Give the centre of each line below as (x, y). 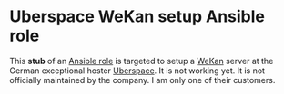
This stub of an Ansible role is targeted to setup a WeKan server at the (142, 61)
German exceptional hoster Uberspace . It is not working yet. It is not (137, 70)
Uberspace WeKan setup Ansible (137, 17)
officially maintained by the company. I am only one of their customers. (142, 80)
